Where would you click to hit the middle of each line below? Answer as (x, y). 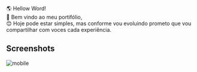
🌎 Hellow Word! (26, 8)
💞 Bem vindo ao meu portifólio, (44, 17)
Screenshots (31, 49)
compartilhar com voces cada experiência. (59, 30)
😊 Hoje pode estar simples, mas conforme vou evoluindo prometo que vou (99, 23)
